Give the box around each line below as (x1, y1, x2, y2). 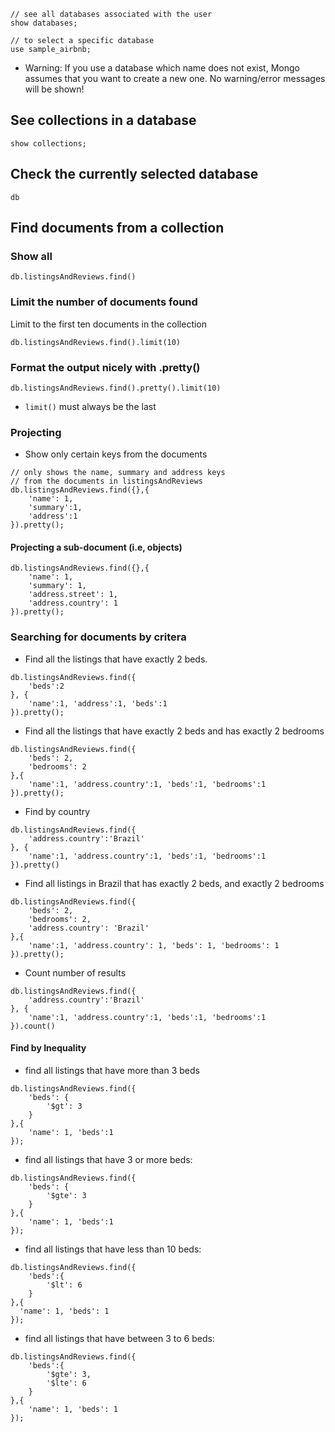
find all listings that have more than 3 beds (24, 1064, 200, 1076)
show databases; (10, 18, 78, 28)
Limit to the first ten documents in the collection (10, 318, 208, 330)
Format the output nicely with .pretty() (10, 360, 201, 374)
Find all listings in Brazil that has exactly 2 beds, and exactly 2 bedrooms (24, 877, 325, 889)
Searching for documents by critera (10, 630, 187, 644)
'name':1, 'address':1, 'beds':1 (28, 698, 168, 709)
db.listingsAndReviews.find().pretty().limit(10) (10, 383, 222, 393)
